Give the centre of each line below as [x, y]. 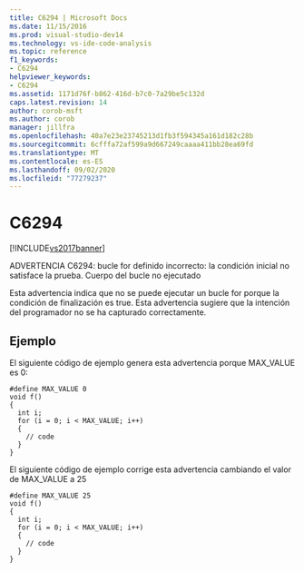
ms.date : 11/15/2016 [49, 26]
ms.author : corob [42, 119]
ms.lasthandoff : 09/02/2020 [63, 170]
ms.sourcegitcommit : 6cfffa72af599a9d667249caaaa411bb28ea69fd [132, 144]
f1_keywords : [34, 60]
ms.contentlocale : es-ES [56, 161]
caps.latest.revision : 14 [58, 102]
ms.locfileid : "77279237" [58, 178]
